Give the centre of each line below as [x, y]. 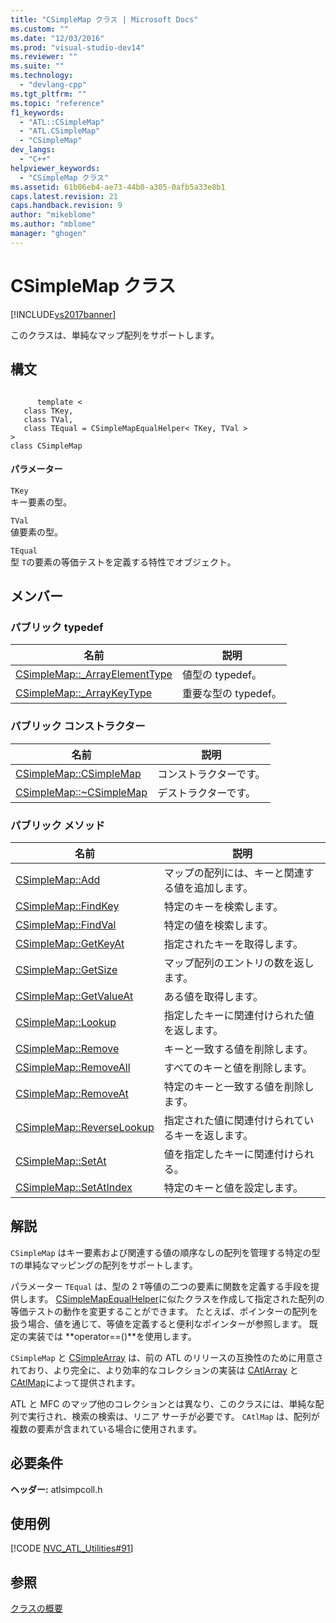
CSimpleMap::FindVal [66, 924]
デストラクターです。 [206, 793]
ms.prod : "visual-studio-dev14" [77, 47]
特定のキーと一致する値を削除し [239, 1086]
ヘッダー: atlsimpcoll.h [56, 1489]
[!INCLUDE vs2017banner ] [63, 314]
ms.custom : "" [40, 29]
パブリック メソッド [58, 825]
